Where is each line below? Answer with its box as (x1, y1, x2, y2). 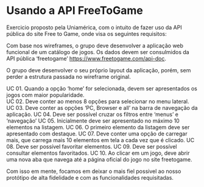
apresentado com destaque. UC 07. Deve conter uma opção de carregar (6, 130, 188, 137)
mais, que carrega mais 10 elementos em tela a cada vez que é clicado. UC (6, 136, 195, 143)
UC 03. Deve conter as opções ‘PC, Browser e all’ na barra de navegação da (6, 104, 198, 111)
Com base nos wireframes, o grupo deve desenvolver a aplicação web (6, 42, 184, 49)
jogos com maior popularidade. (6, 91, 85, 98)
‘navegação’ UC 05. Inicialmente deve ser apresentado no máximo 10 (6, 117, 180, 124)
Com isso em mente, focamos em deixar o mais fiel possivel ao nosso (6, 168, 181, 175)
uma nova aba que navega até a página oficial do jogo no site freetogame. (6, 155, 192, 163)
